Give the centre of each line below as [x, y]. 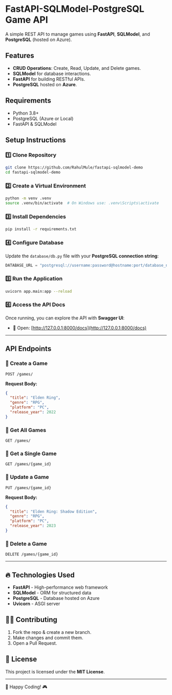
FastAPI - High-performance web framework [60, 587]
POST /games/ [19, 374]
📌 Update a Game [27, 477]
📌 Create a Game [26, 364]
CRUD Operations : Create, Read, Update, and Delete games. [77, 68]
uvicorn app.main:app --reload [39, 291]
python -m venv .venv [28, 198]
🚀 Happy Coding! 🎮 [26, 687]
